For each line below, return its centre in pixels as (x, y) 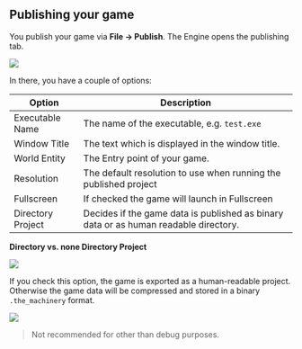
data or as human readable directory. (161, 224)
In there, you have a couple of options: (81, 80)
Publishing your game (72, 15)
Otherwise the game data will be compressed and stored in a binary (135, 291)
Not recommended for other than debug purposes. (125, 334)
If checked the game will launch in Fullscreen (178, 199)
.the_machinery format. (52, 300)
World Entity (40, 158)
